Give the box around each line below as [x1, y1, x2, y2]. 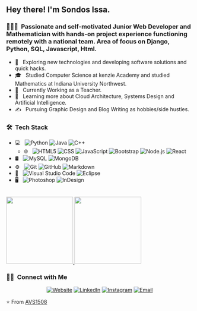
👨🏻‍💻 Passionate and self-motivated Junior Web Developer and [6, 23, 191, 31]
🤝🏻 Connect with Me [6, 273, 68, 281]
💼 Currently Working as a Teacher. [14, 86, 102, 93]
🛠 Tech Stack [6, 123, 49, 131]
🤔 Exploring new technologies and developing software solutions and [14, 58, 187, 65]
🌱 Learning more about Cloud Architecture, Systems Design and [14, 92, 175, 100]
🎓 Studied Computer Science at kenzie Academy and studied [14, 71, 170, 78]
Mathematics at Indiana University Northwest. [14, 80, 127, 87]
